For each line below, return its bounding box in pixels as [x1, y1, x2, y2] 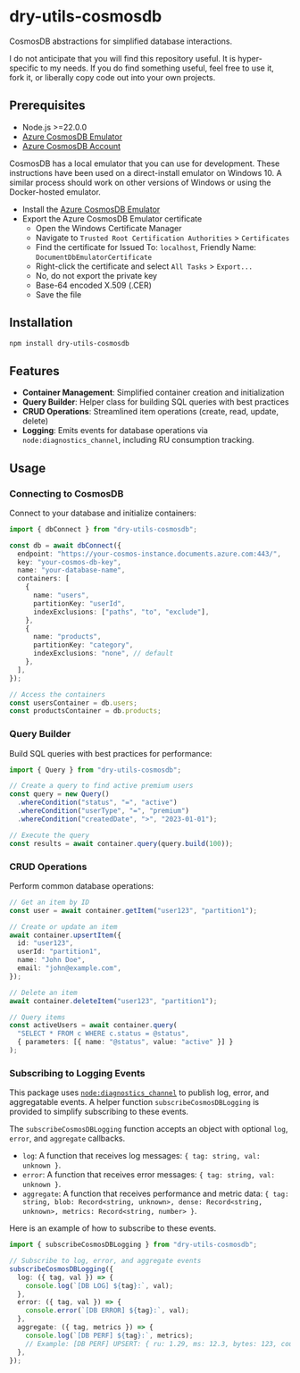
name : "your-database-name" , [17, 565, 126, 575]
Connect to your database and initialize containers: [9, 507, 196, 518]
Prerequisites [9, 98, 86, 113]
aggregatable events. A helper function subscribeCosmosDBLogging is [9, 1097, 260, 1108]
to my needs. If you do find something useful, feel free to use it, [40, 63, 274, 73]
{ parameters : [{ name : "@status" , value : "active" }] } [17, 1038, 234, 1047]
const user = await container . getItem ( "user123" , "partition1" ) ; [9, 906, 257, 915]
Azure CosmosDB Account [21, 140, 121, 151]
